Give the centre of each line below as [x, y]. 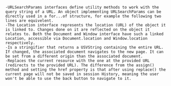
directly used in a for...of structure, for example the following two [83, 16]
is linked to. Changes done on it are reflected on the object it [78, 30]
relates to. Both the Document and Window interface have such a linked [84, 34]
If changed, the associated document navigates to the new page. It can [84, 52]
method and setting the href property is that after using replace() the [86, 70]
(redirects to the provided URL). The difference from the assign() [80, 65]
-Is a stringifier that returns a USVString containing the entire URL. [84, 47]
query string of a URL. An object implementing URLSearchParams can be [83, 12]
